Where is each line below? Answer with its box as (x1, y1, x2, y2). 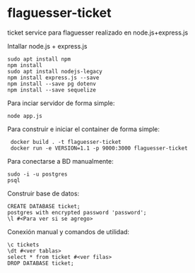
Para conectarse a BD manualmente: (7, 157, 114, 165)
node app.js (7, 112, 42, 119)
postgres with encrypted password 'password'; (7, 209, 147, 216)
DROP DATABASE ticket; (7, 260, 74, 267)
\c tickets (7, 241, 40, 248)
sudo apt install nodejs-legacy (7, 68, 102, 75)
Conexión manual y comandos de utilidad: (7, 227, 129, 236)
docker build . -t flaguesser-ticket (10, 138, 122, 145)
